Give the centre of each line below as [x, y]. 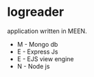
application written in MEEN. [47, 31]
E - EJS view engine [45, 58]
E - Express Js [37, 52]
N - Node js [33, 66]
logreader [36, 12]
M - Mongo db [37, 44]
